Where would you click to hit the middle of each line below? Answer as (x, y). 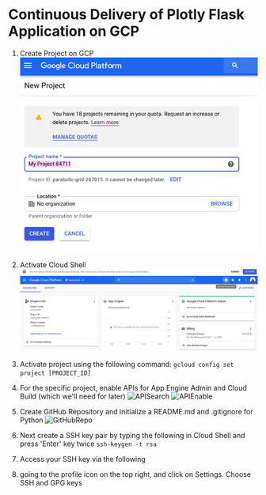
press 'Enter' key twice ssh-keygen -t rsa (88, 444)
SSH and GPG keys (51, 483)
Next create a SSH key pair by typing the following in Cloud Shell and (132, 435)
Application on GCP (74, 31)
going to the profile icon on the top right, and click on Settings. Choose (135, 474)
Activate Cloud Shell (53, 265)
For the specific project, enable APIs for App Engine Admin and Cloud (133, 388)
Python (31, 420)
